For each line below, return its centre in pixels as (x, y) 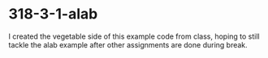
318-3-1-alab (53, 14)
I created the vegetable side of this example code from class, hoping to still (134, 36)
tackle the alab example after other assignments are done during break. (128, 44)
